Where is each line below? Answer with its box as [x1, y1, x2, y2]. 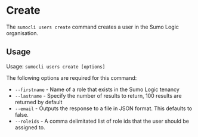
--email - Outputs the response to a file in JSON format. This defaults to [14, 105, 193, 112]
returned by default [14, 98, 63, 105]
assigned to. [14, 123, 46, 131]
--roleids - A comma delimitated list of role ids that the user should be [14, 117, 190, 124]
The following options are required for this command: [6, 74, 137, 81]
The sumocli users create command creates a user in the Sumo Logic [6, 23, 179, 30]
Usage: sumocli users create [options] [6, 63, 106, 70]
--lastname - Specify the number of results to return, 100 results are [14, 92, 182, 99]
